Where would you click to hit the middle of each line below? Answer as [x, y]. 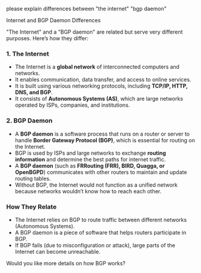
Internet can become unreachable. [58, 251]
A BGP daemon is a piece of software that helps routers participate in [100, 232]
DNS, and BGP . [34, 92]
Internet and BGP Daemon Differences [53, 20]
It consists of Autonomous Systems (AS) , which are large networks [99, 99]
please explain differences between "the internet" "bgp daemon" [86, 9]
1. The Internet [28, 53]
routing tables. [33, 178]
